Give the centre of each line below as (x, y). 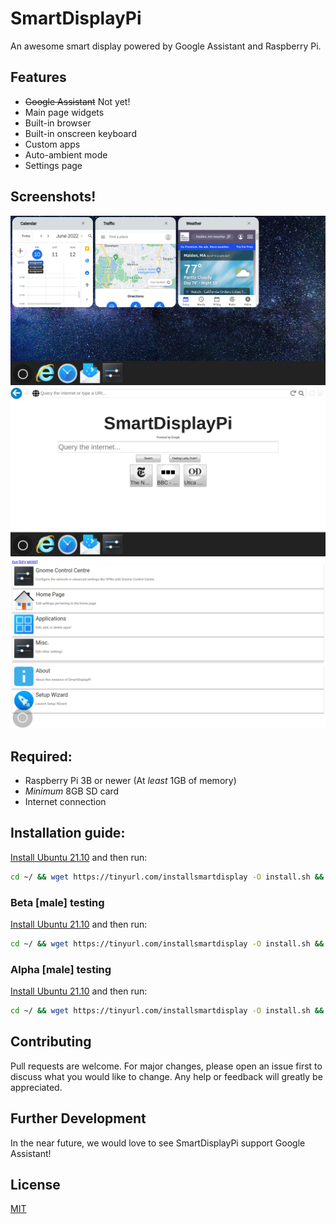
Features (38, 77)
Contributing (51, 1042)
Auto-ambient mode (66, 154)
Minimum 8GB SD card (72, 791)
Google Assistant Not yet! (77, 101)
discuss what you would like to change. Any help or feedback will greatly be (166, 1076)
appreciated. (36, 1087)
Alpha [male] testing (61, 969)
